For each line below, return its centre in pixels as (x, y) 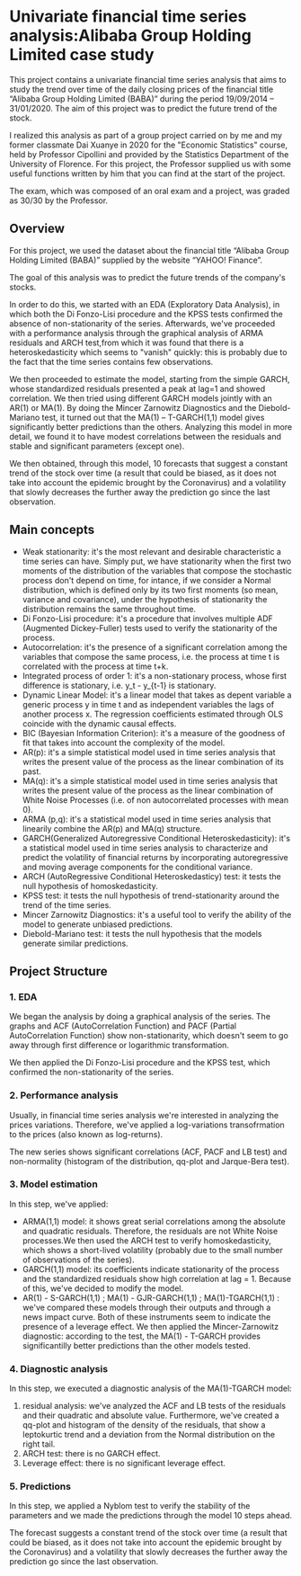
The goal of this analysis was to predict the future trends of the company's (147, 277)
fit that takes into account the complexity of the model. (124, 743)
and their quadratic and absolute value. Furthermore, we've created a (151, 1416)
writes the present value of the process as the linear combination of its (153, 761)
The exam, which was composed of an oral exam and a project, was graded (150, 191)
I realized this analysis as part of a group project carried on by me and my (146, 135)
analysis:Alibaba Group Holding (130, 36)
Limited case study (82, 55)
